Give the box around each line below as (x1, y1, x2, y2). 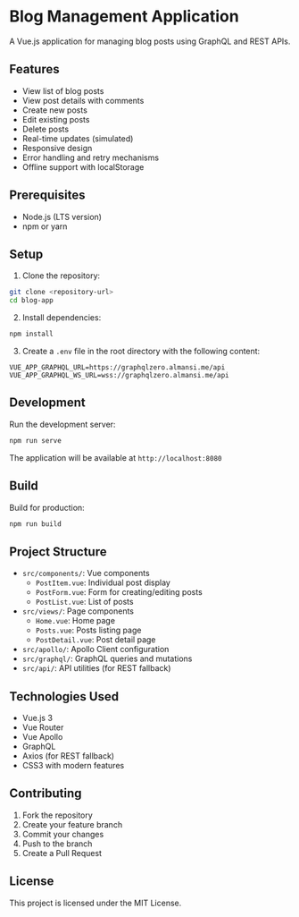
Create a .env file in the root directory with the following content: (21, 346, 261, 356)
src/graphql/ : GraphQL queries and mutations (21, 653, 193, 664)
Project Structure (9, 544, 107, 559)
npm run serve (9, 436, 62, 445)
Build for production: (9, 502, 85, 513)
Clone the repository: (21, 270, 101, 281)
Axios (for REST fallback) (21, 751, 114, 761)
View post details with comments (21, 95, 145, 106)
